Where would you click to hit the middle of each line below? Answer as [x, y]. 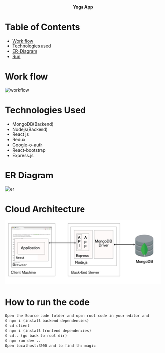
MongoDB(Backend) [33, 124]
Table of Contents [42, 27]
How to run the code [47, 302]
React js [21, 134]
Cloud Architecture [45, 209]
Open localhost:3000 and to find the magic [51, 346]
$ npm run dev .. [23, 341]
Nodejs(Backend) [30, 129]
